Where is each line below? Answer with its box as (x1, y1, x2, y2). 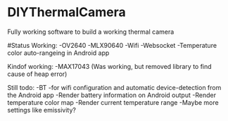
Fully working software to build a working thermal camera (7, 27, 175, 36)
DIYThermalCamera (7, 4, 127, 20)
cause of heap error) (7, 70, 68, 78)
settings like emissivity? (7, 106, 76, 114)
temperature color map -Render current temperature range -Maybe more (7, 98, 220, 106)
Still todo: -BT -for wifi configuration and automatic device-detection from (7, 83, 222, 91)
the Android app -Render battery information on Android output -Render (7, 91, 217, 99)
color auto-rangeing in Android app (7, 49, 110, 57)
